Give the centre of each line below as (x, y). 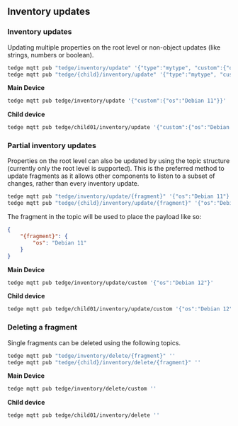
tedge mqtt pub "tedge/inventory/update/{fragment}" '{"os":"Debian (110, 197)
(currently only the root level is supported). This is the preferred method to (116, 169)
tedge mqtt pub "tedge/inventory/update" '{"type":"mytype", (100, 68)
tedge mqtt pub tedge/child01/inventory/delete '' (84, 415)
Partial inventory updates (52, 146)
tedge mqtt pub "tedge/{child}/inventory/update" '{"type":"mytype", (112, 74)
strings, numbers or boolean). (51, 55)
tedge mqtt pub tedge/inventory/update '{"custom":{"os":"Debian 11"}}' (117, 101)
